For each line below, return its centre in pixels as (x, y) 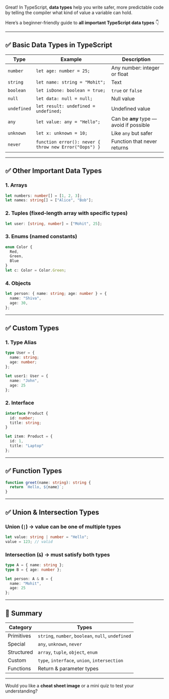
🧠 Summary (24, 613)
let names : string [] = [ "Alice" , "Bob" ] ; (49, 200)
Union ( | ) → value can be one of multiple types (63, 526)
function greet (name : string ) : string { (48, 483)
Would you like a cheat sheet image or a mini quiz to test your (70, 685)
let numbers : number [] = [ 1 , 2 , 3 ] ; (44, 196)
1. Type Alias (21, 343)
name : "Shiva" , (26, 298)
